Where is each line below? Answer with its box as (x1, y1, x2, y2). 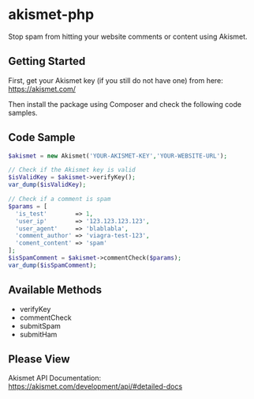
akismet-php (8, 6, 95, 24)
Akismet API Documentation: (8, 374, 102, 383)
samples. (8, 108, 38, 117)
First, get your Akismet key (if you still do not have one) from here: (8, 75, 223, 85)
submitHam (19, 329, 58, 339)
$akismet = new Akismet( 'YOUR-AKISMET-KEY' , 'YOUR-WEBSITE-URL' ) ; (8, 152, 227, 160)
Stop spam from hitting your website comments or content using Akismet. (8, 32, 248, 41)
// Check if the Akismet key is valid (8, 166, 136, 174)
